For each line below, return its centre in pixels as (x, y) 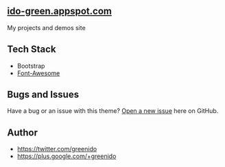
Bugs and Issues (43, 95)
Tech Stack (32, 50)
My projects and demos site (46, 27)
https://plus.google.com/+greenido (67, 156)
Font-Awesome (38, 73)
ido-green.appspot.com (59, 11)
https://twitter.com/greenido (57, 149)
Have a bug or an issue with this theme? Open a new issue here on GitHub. (113, 111)
